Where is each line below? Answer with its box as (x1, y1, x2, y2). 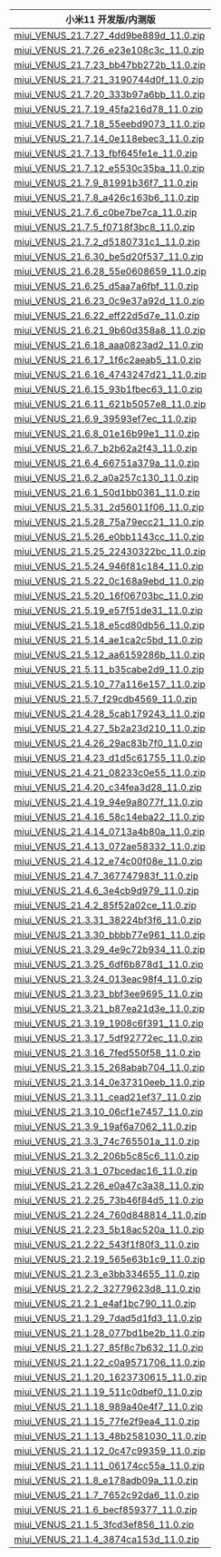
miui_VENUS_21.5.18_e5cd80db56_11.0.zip (14, 619, 206, 632)
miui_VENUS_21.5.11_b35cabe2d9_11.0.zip (14, 663, 205, 675)
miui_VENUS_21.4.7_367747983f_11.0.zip (14, 870, 199, 882)
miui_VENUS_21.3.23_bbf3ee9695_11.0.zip (14, 988, 204, 1000)
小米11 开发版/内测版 (64, 14, 156, 25)
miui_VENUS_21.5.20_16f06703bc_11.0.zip (14, 590, 204, 602)
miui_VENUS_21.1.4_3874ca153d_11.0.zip (14, 1533, 200, 1545)
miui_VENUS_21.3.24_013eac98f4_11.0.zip (14, 973, 203, 985)
